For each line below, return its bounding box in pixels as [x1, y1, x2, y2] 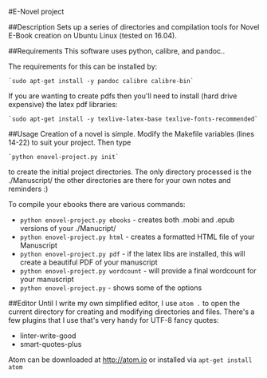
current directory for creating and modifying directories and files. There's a [8, 307, 255, 316]
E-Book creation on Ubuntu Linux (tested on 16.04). [8, 31, 177, 40]
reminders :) [8, 184, 49, 193]
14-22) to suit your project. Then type [8, 137, 132, 147]
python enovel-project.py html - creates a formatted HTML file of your [19, 232, 255, 241]
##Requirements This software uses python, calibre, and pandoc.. [8, 46, 226, 55]
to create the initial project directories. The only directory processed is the [8, 167, 253, 177]
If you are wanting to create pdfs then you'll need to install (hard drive [8, 91, 238, 101]
